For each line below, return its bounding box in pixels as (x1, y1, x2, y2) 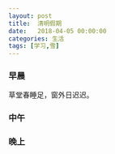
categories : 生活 (8, 34, 65, 43)
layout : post (8, 11, 53, 20)
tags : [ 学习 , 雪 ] (8, 42, 60, 50)
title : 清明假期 (8, 19, 62, 28)
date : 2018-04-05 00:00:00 (8, 27, 107, 35)
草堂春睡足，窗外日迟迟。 (8, 90, 94, 100)
